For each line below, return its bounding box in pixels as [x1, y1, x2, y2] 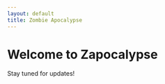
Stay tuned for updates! [7, 69, 75, 78]
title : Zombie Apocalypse [7, 17, 82, 24]
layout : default [7, 10, 54, 17]
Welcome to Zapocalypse [7, 47, 158, 62]
